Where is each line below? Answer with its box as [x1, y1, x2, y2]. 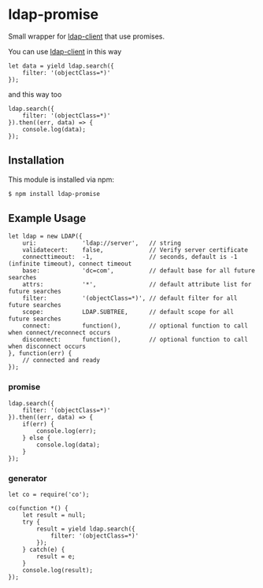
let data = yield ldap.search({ [8, 61, 114, 70]
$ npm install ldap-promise [8, 190, 101, 198]
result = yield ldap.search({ [36, 525, 135, 533]
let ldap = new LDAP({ [8, 232, 83, 241]
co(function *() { [8, 505, 69, 512]
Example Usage [8, 212, 87, 225]
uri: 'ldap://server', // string [22, 239, 181, 247]
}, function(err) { [8, 349, 72, 357]
